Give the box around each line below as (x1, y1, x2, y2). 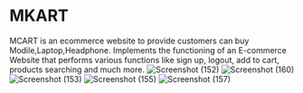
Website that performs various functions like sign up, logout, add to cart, (9, 54, 280, 65)
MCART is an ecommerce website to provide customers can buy (9, 35, 250, 46)
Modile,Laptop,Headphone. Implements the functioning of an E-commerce (9, 44, 288, 55)
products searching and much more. (9, 64, 145, 75)
